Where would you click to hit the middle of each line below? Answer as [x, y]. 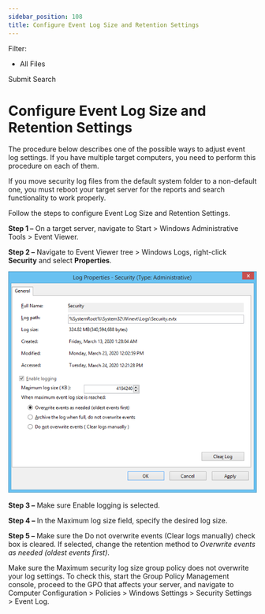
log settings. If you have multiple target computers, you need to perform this [132, 158]
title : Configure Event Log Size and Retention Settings [104, 25]
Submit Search [32, 79]
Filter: [18, 48]
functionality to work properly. [57, 198]
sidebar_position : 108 [45, 17]
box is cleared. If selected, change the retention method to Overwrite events [132, 544]
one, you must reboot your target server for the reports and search [117, 190]
